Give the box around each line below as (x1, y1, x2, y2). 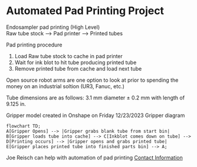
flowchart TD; (6, 123, 41, 129)
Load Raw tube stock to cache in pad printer (14, 52, 123, 59)
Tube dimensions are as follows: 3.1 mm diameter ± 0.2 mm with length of (6, 94, 185, 101)
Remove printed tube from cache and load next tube (14, 65, 142, 72)
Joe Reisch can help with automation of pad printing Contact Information (6, 154, 183, 161)
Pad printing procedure (6, 41, 63, 48)
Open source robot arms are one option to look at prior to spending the (6, 76, 179, 83)
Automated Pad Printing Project (6, 4, 164, 18)
